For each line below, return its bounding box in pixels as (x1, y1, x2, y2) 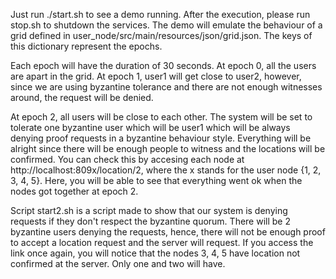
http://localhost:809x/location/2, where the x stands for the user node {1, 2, (10, 164, 322, 176)
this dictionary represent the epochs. (10, 40, 163, 52)
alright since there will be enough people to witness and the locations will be (10, 143, 326, 154)
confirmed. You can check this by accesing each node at (10, 154, 245, 165)
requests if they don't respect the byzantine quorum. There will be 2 (10, 215, 291, 227)
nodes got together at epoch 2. (10, 185, 139, 197)
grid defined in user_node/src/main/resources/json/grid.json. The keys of (10, 30, 313, 41)
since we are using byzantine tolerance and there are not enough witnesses (10, 81, 323, 93)
